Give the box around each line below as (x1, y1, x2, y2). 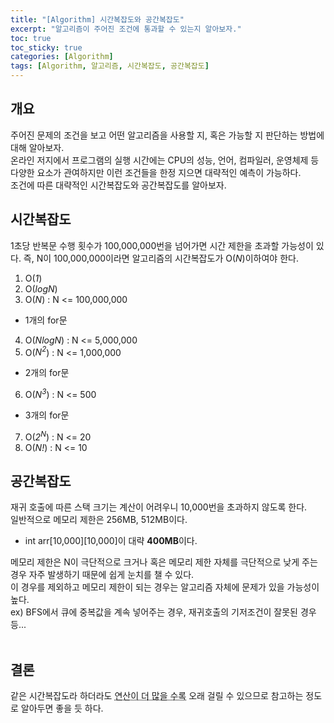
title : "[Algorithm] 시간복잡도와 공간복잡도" (10, 14, 185, 25)
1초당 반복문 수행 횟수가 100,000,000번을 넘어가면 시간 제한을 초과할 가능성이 (10, 239, 314, 251)
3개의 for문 (24, 409, 70, 421)
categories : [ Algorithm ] (10, 52, 114, 62)
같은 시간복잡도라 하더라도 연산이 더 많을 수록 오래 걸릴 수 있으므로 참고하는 (10, 690, 304, 702)
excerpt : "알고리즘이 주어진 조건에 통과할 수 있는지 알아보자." (10, 24, 242, 34)
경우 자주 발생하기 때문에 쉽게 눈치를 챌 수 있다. (10, 569, 195, 581)
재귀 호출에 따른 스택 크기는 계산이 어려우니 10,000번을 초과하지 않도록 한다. (10, 501, 308, 513)
